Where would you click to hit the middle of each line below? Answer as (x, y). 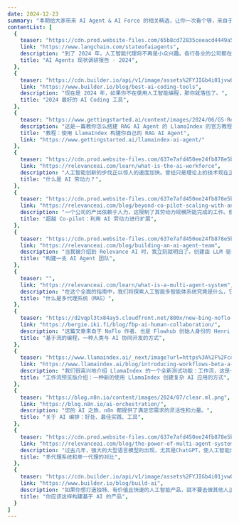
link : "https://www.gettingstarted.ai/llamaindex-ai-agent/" (112, 139)
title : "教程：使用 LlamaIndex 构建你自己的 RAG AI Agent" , (105, 133)
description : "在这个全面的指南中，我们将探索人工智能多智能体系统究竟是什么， (124, 292)
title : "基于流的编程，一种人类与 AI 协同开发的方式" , (93, 338)
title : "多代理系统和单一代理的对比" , (70, 457)
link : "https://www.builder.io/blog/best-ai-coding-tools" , (111, 87)
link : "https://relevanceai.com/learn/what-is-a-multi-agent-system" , (127, 285)
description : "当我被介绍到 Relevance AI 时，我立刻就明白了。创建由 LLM (121, 252)
